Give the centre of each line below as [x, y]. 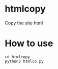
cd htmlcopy [17, 57]
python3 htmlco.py [24, 61]
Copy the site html [24, 23]
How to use [29, 43]
